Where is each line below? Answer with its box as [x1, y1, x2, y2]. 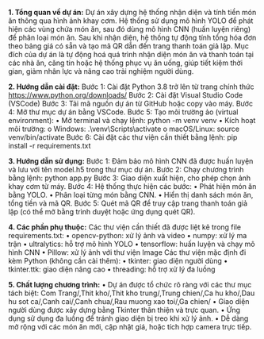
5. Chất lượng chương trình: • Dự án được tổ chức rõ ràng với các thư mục [8, 280, 252, 289]
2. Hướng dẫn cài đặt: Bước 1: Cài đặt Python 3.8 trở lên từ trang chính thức [8, 82, 254, 91]
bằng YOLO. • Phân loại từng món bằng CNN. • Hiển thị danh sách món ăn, [8, 191, 254, 199]
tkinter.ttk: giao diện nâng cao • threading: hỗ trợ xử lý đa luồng [8, 264, 216, 274]
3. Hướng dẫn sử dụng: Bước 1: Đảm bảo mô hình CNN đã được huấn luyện [8, 156, 254, 166]
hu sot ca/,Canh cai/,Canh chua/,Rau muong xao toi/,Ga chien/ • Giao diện [8, 297, 250, 306]
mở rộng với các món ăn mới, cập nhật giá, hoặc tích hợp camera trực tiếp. [8, 322, 252, 331]
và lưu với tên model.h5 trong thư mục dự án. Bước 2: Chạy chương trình [8, 165, 244, 174]
